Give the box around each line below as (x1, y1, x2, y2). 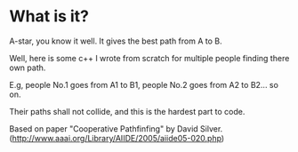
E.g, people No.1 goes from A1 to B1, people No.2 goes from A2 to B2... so (9, 79, 278, 90)
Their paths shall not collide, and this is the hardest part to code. (9, 106, 246, 116)
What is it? (9, 6, 90, 27)
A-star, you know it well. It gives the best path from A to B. (9, 36, 222, 46)
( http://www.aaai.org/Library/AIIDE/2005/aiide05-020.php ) (9, 132, 225, 143)
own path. (9, 62, 46, 73)
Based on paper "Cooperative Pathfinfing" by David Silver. (9, 123, 223, 134)
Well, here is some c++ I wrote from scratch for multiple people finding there (9, 52, 290, 63)
